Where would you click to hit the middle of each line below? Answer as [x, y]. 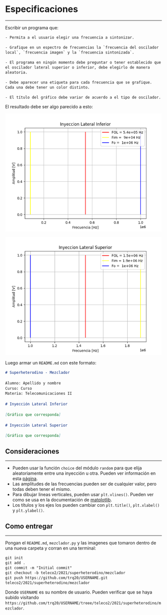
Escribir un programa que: [32, 27]
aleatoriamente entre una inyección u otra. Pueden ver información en [84, 473]
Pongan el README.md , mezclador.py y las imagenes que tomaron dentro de [81, 543]
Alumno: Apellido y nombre [33, 383]
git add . [15, 563]
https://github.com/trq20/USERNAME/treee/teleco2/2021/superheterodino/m [83, 603]
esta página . [25, 479]
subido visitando [22, 597]
